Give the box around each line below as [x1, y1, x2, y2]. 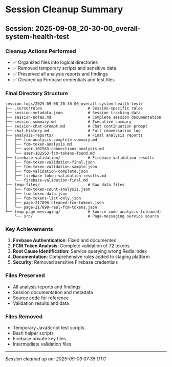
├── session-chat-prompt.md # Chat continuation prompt [5, 124, 147, 129]
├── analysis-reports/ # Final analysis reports [5, 133, 143, 138]
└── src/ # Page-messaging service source [14, 214, 159, 219]
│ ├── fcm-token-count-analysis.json [5, 187, 91, 192]
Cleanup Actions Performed [5, 47, 76, 54]
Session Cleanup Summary [5, 4, 123, 15]
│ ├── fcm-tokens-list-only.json [5, 196, 81, 201]
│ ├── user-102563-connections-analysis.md [5, 146, 104, 152]
